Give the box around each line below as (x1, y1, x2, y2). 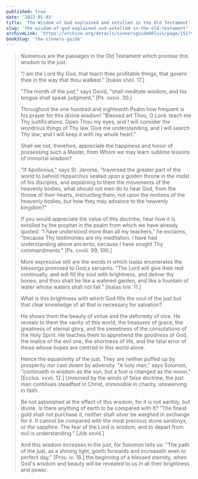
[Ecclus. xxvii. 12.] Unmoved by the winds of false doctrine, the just (20, 374, 184, 381)
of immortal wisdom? (20, 155, 72, 161)
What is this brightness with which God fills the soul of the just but (20, 295, 181, 302)
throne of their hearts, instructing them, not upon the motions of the (20, 192, 186, 198)
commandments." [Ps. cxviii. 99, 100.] (20, 247, 113, 254)
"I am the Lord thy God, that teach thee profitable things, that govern (20, 70, 187, 77)
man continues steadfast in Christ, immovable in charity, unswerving (20, 381, 187, 387)
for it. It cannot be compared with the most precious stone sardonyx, (20, 417, 187, 424)
